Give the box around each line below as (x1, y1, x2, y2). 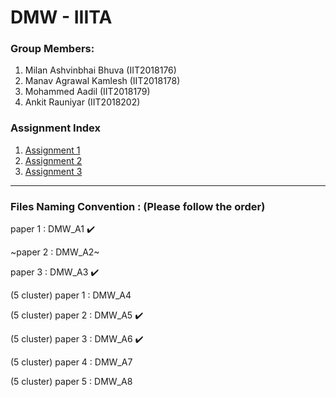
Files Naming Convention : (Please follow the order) (10, 199, 266, 213)
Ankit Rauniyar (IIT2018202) (24, 96, 141, 108)
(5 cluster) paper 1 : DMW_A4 (10, 289, 132, 301)
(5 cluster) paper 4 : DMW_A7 (10, 356, 133, 368)
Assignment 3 (24, 165, 83, 177)
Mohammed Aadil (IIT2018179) (24, 86, 151, 98)
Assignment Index (10, 121, 102, 135)
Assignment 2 (24, 154, 83, 166)
